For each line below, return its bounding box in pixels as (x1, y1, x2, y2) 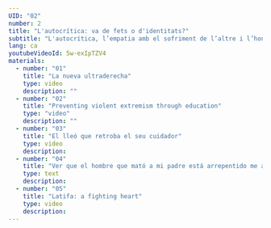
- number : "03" (15, 125, 67, 133)
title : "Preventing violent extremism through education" (23, 102, 222, 110)
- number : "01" (15, 65, 67, 73)
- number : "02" (15, 95, 67, 103)
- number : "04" (15, 154, 67, 163)
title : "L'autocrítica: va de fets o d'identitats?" (8, 27, 190, 35)
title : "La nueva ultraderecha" (23, 72, 131, 80)
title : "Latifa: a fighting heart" (23, 192, 143, 201)
